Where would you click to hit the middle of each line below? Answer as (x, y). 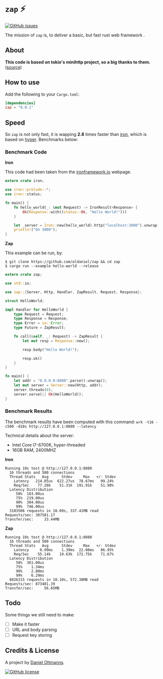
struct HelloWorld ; (25, 301)
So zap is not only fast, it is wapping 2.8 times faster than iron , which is (76, 134)
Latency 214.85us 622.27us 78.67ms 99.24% (64, 481)
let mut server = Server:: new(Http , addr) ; (58, 385)
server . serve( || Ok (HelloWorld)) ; (49, 394)
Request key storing (32, 635)
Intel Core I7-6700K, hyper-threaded (49, 445)
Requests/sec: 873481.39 (30, 584)
